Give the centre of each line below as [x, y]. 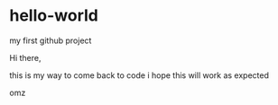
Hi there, [25, 57]
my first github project [51, 40]
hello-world [54, 16]
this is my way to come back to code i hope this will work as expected [139, 75]
